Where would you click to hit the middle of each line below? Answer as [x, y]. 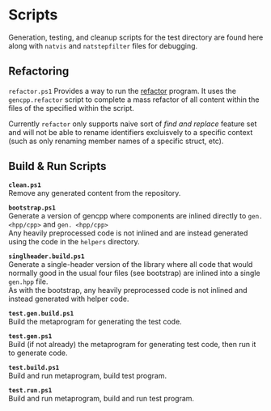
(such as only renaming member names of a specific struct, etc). [116, 141]
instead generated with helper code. [69, 299]
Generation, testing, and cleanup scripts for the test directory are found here [136, 37]
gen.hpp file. [28, 282]
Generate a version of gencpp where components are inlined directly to [127, 215]
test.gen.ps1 [30, 336]
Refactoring [39, 72]
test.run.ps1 [30, 390]
